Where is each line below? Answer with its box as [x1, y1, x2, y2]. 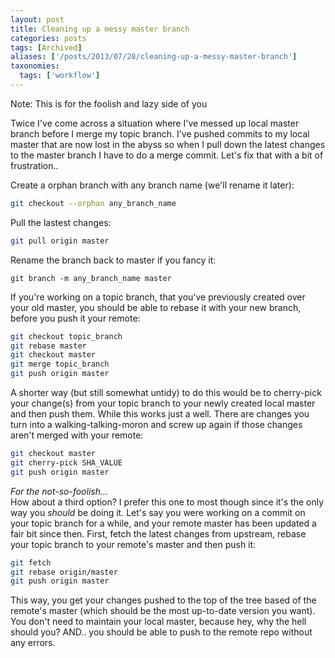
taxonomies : [10, 61, 60, 71]
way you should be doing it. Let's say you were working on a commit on [10, 506, 306, 518]
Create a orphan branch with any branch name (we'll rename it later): [10, 179, 295, 191]
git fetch [10, 557, 52, 568]
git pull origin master [10, 236, 110, 246]
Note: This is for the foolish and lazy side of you [10, 97, 208, 110]
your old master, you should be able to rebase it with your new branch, [10, 301, 302, 313]
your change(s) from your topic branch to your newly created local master [10, 397, 316, 409]
